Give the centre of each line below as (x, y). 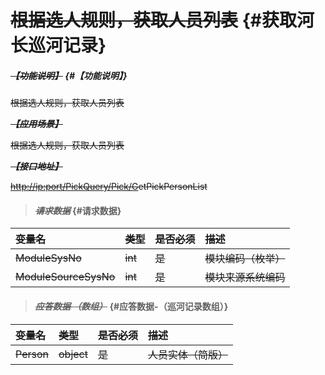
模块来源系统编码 (245, 278)
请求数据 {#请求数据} (78, 210)
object (73, 354)
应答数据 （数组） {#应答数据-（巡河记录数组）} (131, 306)
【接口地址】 (36, 167)
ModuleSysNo (48, 258)
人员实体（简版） (187, 354)
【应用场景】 (36, 124)
